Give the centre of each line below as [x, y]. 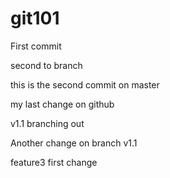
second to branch [46, 65]
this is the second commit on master [85, 84]
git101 [35, 18]
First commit [36, 46]
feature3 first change [54, 162]
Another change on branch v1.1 [74, 143]
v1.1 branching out [47, 123]
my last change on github [62, 104]
